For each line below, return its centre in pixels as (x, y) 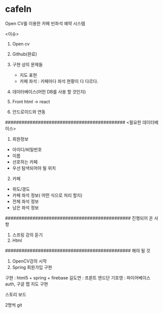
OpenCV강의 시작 (29, 261)
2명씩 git (14, 305)
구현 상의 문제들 (27, 64)
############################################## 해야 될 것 (78, 250)
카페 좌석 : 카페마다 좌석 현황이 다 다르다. (59, 81)
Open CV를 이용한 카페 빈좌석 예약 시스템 (45, 23)
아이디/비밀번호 (27, 149)
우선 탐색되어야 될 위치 (34, 168)
